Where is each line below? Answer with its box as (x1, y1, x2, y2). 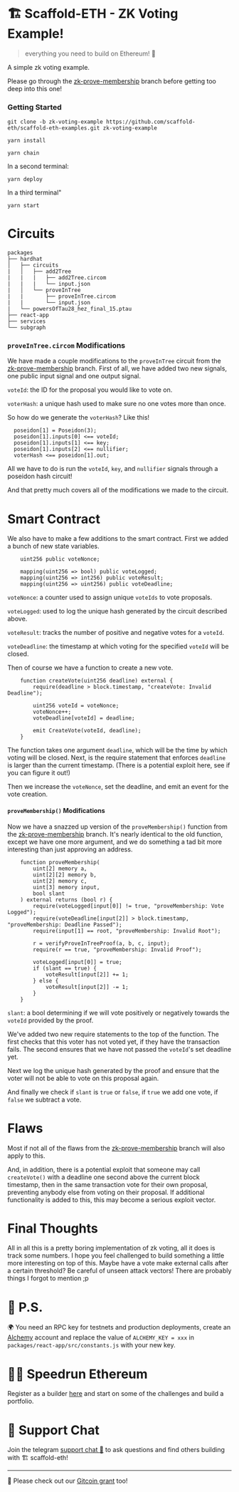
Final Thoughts (7, 1220, 98, 1236)
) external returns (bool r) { (20, 896, 113, 903)
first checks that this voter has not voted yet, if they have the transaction (7, 1037, 221, 1046)
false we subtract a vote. (7, 1095, 82, 1104)
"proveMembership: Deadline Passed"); (7, 921, 122, 928)
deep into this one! (7, 84, 63, 93)
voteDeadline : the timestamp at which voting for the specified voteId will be (7, 642, 229, 651)
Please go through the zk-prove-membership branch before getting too (7, 76, 217, 86)
